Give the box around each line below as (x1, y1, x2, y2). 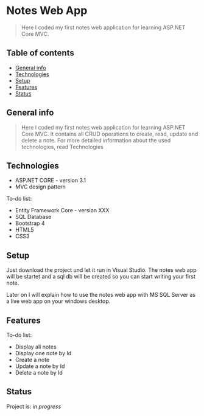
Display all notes (15, 343, 57, 350)
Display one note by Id (15, 350, 72, 356)
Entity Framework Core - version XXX (15, 207, 110, 214)
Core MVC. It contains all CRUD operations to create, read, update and (21, 130, 199, 137)
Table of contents (6, 48, 74, 58)
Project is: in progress (6, 403, 62, 410)
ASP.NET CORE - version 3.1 (15, 177, 86, 184)
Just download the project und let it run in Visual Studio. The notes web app (6, 266, 197, 274)
